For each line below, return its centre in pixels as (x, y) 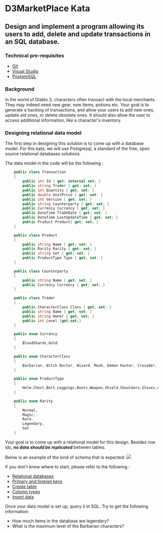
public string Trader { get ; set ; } (59, 186)
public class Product (35, 235)
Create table (24, 486)
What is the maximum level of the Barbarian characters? (68, 526)
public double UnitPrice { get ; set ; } (63, 195)
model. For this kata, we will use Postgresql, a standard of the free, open (77, 148)
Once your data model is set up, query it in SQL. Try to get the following (77, 506)
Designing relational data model (43, 133)
